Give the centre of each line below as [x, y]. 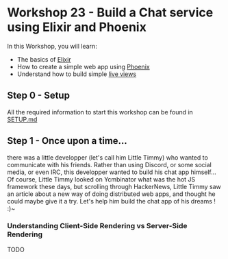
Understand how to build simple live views [77, 74]
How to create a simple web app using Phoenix [83, 66]
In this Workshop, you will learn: [52, 46]
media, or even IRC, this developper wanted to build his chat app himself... [112, 172]
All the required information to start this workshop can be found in [100, 112]
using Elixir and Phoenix [77, 27]
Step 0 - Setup [39, 96]
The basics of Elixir [44, 59]
